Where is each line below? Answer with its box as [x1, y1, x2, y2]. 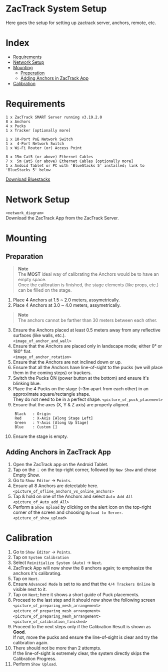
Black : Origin [14, 411, 51, 416]
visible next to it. [12, 586, 47, 592]
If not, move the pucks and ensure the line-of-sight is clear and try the [12, 634, 158, 640]
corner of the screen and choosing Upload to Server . [12, 509, 123, 515]
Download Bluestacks [5, 176, 50, 182]
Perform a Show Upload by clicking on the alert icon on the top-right [12, 504, 151, 510]
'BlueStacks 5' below [5, 167, 51, 172]
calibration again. [12, 639, 49, 645]
